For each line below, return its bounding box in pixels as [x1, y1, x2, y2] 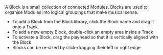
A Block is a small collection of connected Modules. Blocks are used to [5, 4, 148, 10]
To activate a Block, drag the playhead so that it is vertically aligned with [12, 34, 158, 40]
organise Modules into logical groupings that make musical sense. [5, 9, 139, 15]
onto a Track [12, 24, 38, 30]
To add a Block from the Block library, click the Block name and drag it [12, 19, 154, 24]
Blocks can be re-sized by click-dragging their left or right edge [12, 45, 141, 50]
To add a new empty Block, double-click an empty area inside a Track [12, 29, 153, 35]
